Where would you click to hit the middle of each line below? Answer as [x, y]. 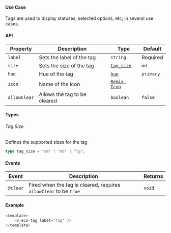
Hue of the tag [56, 74]
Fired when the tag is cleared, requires [75, 185]
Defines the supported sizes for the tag [46, 142]
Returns [153, 176]
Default [152, 49]
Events [13, 163]
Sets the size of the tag [66, 66]
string [118, 58]
